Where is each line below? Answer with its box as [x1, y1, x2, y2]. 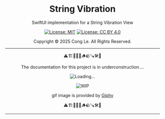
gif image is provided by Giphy [51, 92, 114, 98]
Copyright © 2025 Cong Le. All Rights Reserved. [33, 38, 132, 44]
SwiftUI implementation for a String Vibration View [31, 20, 134, 25]
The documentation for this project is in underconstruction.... [21, 64, 144, 70]
